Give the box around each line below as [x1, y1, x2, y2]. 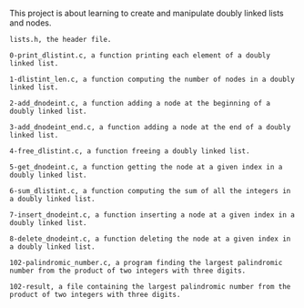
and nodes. [9, 17, 52, 28]
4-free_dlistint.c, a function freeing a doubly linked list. [9, 147, 250, 156]
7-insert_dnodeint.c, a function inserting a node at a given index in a [9, 210, 296, 220]
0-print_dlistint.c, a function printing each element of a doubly [9, 51, 271, 60]
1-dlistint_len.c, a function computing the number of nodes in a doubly [9, 75, 296, 84]
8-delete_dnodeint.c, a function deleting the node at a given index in [9, 234, 291, 243]
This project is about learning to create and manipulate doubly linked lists [9, 8, 284, 18]
